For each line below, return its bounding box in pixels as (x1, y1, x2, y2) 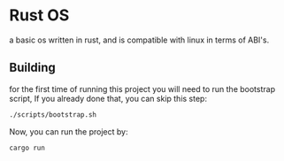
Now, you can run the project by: (9, 126, 128, 137)
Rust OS (9, 5, 70, 26)
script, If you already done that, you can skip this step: (9, 93, 208, 103)
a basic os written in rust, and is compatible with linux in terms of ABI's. (9, 34, 270, 45)
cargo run (9, 143, 46, 152)
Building (9, 60, 56, 75)
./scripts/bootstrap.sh (9, 110, 97, 119)
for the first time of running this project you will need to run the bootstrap (9, 83, 276, 94)
